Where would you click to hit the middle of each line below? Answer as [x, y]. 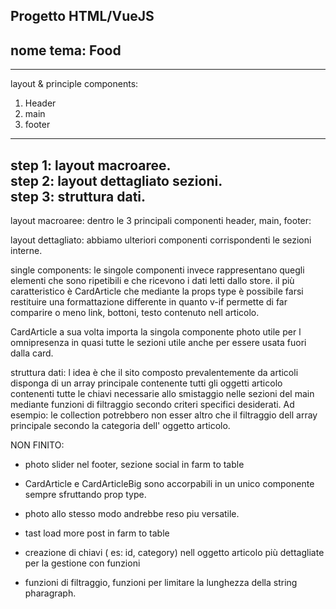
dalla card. [32, 353]
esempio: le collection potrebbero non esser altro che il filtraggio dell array [164, 415]
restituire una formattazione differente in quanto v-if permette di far [149, 302]
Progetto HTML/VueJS [82, 16]
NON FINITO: [37, 445]
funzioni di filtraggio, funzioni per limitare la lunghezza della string [161, 583]
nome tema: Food [66, 50]
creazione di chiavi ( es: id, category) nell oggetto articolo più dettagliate [174, 553]
